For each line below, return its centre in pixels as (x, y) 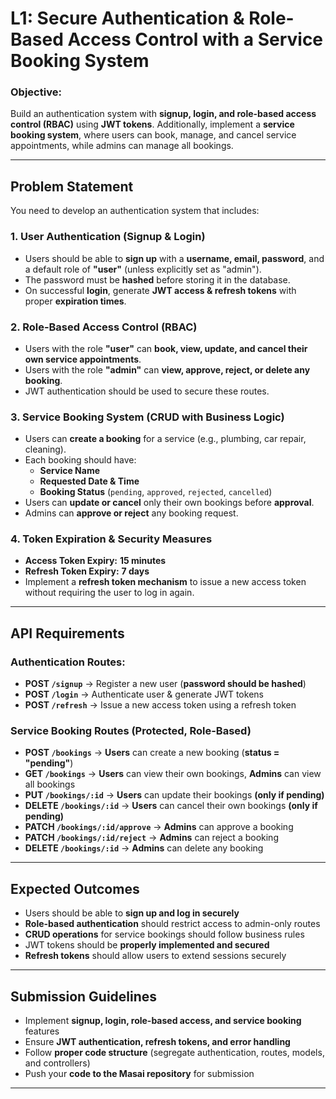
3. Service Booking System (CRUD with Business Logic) (147, 417)
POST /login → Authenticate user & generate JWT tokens (144, 694)
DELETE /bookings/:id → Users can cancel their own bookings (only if (171, 806)
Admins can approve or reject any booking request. (131, 513)
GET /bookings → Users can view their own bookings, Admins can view (173, 774)
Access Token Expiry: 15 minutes (95, 561)
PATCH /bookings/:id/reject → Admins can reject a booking (151, 838)
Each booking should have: (80, 460)
